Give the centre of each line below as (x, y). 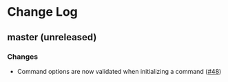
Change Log (42, 12)
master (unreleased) (52, 37)
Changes (23, 57)
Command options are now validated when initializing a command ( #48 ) (119, 71)
